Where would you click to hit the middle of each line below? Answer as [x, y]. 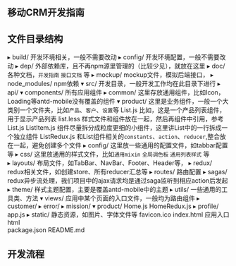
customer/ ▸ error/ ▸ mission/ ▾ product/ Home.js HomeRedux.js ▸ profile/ [113, 206]
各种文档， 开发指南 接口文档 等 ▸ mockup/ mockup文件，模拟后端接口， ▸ [111, 75]
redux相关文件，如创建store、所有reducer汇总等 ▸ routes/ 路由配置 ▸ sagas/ [117, 172]
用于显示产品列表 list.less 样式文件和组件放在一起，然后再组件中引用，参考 [116, 119]
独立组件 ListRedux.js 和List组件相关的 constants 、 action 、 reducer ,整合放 [120, 137]
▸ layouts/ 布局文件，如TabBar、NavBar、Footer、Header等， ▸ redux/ [110, 163]
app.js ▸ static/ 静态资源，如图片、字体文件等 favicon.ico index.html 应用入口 [119, 214]
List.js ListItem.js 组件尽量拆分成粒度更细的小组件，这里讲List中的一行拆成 [114, 128]
